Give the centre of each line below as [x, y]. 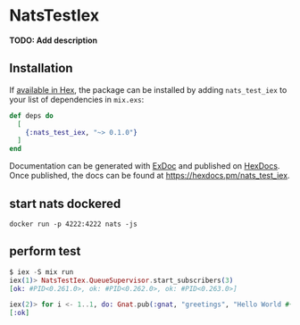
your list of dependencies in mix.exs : [77, 99]
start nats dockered [65, 203]
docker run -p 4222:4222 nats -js [74, 224]
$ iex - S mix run [42, 272]
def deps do [31, 116]
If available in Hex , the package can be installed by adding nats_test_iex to [148, 89]
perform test [45, 251]
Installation [41, 68]
